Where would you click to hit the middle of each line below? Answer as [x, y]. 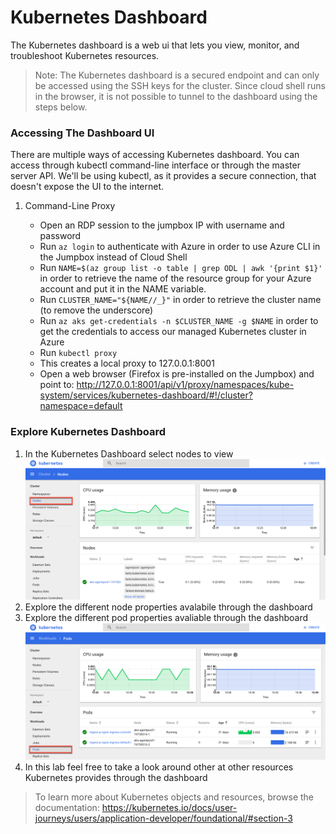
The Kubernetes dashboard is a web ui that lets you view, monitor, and [155, 45]
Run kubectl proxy [78, 353]
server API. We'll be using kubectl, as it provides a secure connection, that [163, 176]
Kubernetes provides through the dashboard [116, 777]
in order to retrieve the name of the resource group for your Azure [175, 278]
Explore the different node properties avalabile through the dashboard [168, 607]
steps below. [61, 107]
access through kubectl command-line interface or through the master [155, 165]
